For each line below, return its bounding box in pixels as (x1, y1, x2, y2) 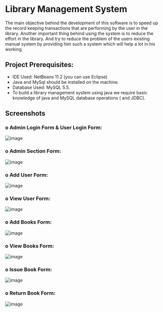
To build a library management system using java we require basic (12, 89, 148, 95)
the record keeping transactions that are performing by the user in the (5, 25, 148, 31)
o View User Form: (5, 195, 51, 202)
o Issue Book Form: (5, 266, 53, 273)
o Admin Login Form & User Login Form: (5, 124, 103, 131)
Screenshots (5, 109, 46, 118)
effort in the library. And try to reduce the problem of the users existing (5, 36, 150, 42)
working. (5, 46, 23, 52)
